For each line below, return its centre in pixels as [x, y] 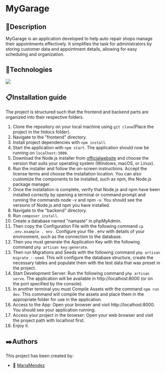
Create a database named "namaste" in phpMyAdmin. [67, 221]
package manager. [32, 184]
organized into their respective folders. [45, 117]
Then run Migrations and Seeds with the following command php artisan [86, 252]
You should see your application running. [54, 310]
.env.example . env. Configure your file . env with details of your [79, 231]
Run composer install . [35, 215]
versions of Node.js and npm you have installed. [61, 205]
